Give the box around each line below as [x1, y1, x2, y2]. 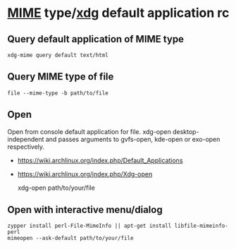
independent [7, 135, 44, 143]
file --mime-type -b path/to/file [7, 90, 109, 97]
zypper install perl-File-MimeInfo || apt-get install [7, 222, 172, 230]
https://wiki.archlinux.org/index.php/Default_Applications [17, 156, 183, 164]
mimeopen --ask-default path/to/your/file [7, 235, 134, 242]
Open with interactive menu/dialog [7, 204, 163, 216]
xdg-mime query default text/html [7, 51, 109, 59]
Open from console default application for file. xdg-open [7, 127, 171, 135]
